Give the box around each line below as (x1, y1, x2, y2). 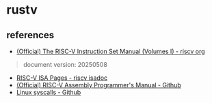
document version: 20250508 (23, 61, 107, 68)
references (6, 29, 55, 41)
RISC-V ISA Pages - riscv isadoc (16, 74, 108, 82)
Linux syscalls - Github (16, 88, 81, 96)
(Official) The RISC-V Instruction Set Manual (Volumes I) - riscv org (16, 47, 206, 55)
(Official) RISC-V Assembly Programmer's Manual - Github (16, 81, 182, 89)
